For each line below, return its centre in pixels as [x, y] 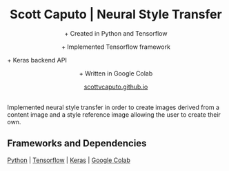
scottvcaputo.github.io [116, 87]
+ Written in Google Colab [116, 73]
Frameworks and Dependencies [77, 144]
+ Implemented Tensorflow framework [116, 47]
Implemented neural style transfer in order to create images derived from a [113, 107]
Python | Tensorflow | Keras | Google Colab [69, 160]
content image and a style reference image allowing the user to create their [114, 114]
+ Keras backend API [37, 60]
